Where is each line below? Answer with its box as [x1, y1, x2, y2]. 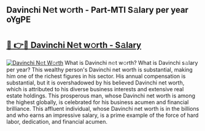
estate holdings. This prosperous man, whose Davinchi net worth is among [6, 92, 195, 99]
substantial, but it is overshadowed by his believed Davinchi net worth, [6, 79, 185, 86]
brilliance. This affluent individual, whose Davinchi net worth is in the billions [6, 105, 199, 112]
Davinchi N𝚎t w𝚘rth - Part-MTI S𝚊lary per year [6, 5, 189, 15]
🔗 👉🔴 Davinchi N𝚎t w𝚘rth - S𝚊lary [6, 40, 142, 50]
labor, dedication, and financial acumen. [6, 118, 107, 125]
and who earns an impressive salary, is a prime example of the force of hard [6, 111, 199, 119]
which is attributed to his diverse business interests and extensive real [6, 86, 184, 92]
